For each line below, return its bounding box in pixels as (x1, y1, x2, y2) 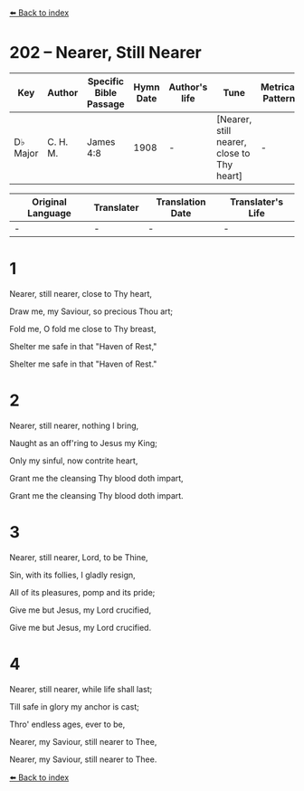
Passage (87, 98, 125, 110)
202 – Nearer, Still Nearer (9, 43, 202, 63)
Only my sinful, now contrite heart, (9, 455, 138, 466)
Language (26, 206, 72, 219)
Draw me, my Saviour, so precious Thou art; (9, 306, 174, 317)
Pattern (261, 91, 296, 104)
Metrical (261, 81, 298, 93)
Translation (156, 195, 206, 208)
